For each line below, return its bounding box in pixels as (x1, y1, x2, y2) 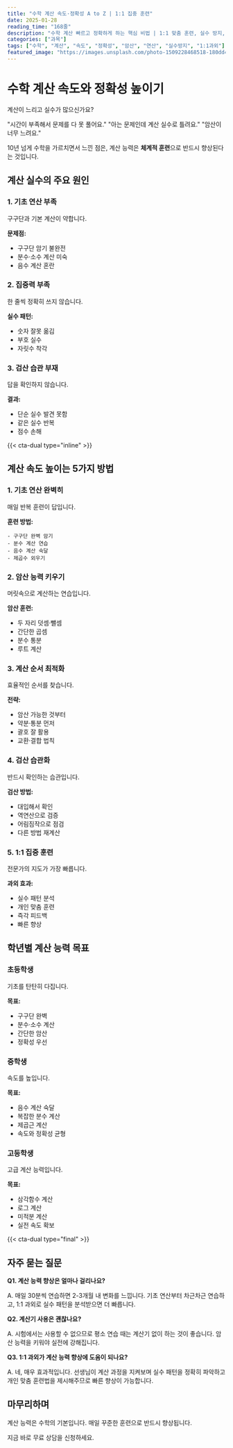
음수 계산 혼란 (17, 261, 55, 270)
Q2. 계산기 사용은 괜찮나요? (7, 1315, 82, 1324)
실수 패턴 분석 (17, 894, 55, 902)
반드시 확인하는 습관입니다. (7, 773, 80, 781)
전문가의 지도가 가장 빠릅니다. (7, 864, 87, 873)
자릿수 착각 (17, 344, 48, 352)
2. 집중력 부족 (7, 280, 51, 290)
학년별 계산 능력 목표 (7, 942, 89, 954)
